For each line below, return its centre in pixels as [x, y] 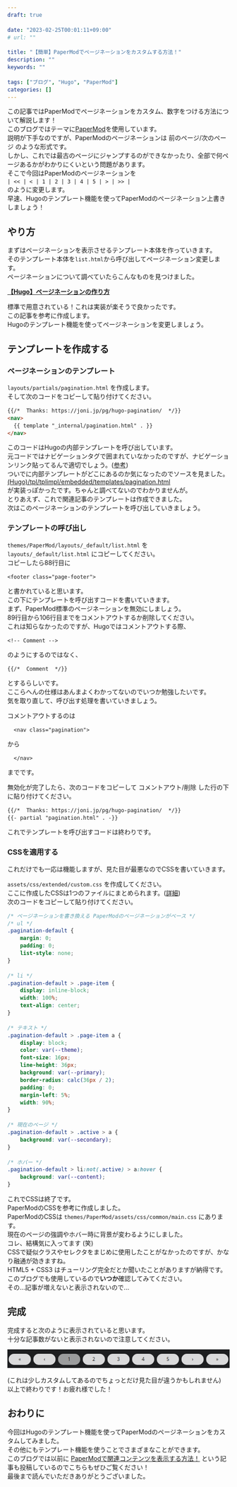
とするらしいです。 [35, 683]
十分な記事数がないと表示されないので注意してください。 [91, 1339]
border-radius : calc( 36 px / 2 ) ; [67, 1080]
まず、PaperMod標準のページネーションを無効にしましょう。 [96, 608]
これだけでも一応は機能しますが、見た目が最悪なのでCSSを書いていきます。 [118, 869]
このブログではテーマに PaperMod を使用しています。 [84, 129]
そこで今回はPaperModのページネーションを [72, 173]
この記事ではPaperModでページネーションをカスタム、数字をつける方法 [112, 111]
